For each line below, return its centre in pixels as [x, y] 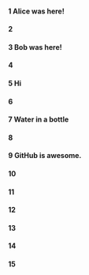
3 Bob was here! [35, 47]
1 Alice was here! [36, 11]
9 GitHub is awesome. [45, 156]
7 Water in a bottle [39, 119]
